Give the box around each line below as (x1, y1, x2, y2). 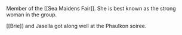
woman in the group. (6, 11, 57, 18)
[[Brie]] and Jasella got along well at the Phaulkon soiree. (6, 23, 147, 29)
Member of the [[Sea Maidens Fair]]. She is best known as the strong (6, 5, 176, 12)
